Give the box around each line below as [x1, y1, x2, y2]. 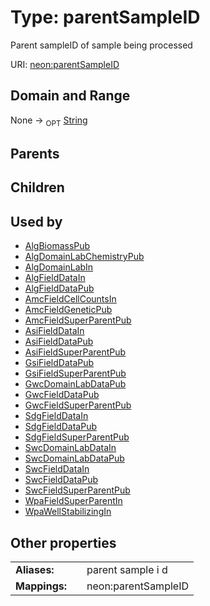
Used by [10, 213, 63, 230]
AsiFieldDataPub [24, 336, 94, 348]
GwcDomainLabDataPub [24, 378, 127, 390]
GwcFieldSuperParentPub [24, 399, 132, 411]
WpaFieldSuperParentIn [24, 495, 123, 507]
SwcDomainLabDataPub [24, 452, 125, 465]
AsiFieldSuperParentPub [24, 346, 127, 358]
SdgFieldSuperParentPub [24, 431, 130, 443]
